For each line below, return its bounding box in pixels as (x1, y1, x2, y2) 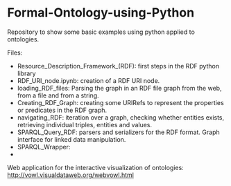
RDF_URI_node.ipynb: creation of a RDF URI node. (17, 76, 160, 84)
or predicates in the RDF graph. (17, 106, 108, 114)
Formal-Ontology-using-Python (7, 5, 195, 21)
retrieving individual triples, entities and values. (17, 120, 153, 129)
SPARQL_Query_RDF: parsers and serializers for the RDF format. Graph (17, 128, 220, 136)
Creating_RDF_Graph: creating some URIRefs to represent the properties (17, 98, 224, 106)
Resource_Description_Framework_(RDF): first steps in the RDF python (17, 62, 220, 70)
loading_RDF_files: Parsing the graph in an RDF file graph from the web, (17, 84, 222, 92)
